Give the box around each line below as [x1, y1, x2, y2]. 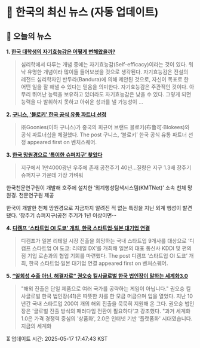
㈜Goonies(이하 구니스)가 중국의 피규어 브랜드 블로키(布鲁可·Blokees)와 [20, 124, 190, 130]
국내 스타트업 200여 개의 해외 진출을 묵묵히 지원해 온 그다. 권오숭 [32, 300, 183, 307]
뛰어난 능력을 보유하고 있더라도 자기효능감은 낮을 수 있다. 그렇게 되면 [32, 91, 192, 97]
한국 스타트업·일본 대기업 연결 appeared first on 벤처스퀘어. [29, 260, 168, 267]
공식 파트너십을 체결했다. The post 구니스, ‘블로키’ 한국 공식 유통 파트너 [20, 131, 187, 138]
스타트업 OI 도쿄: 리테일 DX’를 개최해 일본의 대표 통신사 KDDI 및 [32, 245, 181, 252]
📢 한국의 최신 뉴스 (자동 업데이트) [6, 5, 159, 19]
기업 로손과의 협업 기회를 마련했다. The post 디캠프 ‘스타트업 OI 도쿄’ [27, 252, 188, 259]
